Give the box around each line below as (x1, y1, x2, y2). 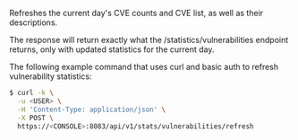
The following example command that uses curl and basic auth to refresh (9, 62, 279, 72)
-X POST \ (17, 113, 54, 122)
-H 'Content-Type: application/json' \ (17, 105, 166, 114)
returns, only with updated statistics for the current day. (9, 44, 215, 55)
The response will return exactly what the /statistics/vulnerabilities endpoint (9, 35, 289, 45)
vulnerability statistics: (9, 71, 92, 82)
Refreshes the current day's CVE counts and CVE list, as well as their (9, 8, 264, 18)
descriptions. (9, 17, 58, 28)
